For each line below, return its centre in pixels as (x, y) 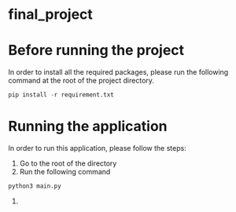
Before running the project (96, 51)
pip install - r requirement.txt (61, 95)
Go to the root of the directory (68, 163)
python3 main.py (35, 186)
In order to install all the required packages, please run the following (118, 72)
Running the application (88, 126)
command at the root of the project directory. (81, 81)
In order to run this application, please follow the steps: (97, 148)
